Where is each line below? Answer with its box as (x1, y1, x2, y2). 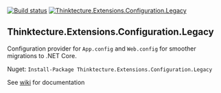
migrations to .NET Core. (7, 51, 77, 59)
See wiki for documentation (7, 78, 85, 86)
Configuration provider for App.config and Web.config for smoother (7, 44, 197, 53)
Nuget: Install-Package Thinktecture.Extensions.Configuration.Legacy (7, 65, 213, 73)
